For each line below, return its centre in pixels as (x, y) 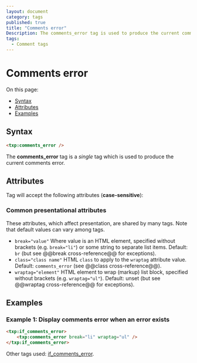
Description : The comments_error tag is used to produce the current (93, 33)
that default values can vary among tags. (56, 229)
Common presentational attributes (56, 211)
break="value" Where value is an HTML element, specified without (95, 240)
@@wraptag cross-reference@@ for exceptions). (74, 284)
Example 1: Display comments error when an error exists (88, 319)
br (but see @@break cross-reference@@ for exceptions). (85, 253)
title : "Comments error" (36, 28)
